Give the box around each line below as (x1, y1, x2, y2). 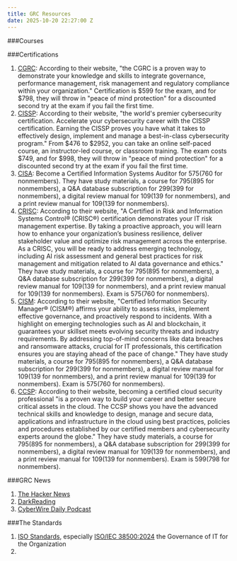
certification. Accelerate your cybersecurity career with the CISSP (17, 116, 211, 125)
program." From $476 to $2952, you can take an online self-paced (17, 139, 212, 147)
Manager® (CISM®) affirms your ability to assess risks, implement (17, 304, 210, 313)
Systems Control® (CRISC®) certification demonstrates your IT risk (17, 214, 213, 223)
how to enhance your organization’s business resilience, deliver (17, 229, 203, 238)
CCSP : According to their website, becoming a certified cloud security (17, 387, 223, 395)
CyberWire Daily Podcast (17, 504, 91, 513)
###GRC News (7, 475, 51, 485)
